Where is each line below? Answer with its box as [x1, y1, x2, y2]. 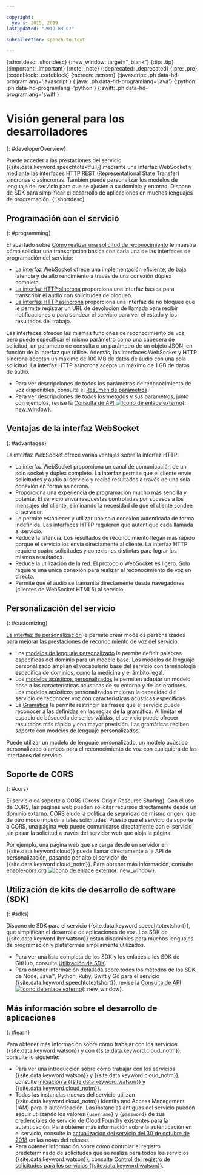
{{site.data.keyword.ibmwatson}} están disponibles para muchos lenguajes [6, 935, 194, 942]
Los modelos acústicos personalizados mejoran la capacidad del [15, 688, 177, 695]
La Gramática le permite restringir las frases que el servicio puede [15, 701, 181, 708]
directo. [15, 573, 35, 580]
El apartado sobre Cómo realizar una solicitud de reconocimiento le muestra [6, 241, 196, 248]
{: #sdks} [6, 910, 29, 918]
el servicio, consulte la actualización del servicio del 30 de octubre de [15, 1130, 190, 1137]
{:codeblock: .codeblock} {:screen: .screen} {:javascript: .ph [6, 71, 156, 79]
